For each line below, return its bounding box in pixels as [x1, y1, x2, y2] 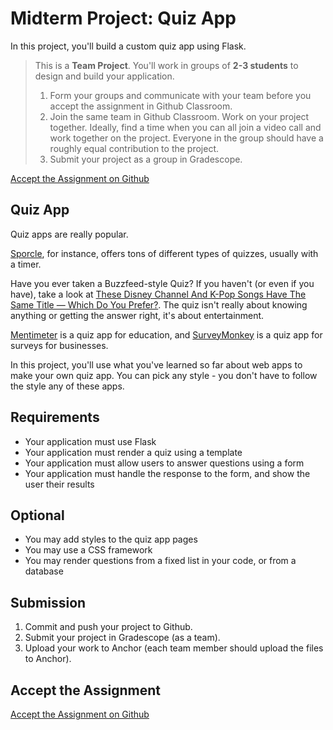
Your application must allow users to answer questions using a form [24, 457, 305, 469]
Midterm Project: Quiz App [10, 7, 237, 30]
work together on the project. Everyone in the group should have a [49, 132, 324, 144]
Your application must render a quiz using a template [24, 446, 243, 458]
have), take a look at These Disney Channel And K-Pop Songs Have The [10, 288, 307, 300]
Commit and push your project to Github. [24, 621, 193, 633]
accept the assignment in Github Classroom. [49, 100, 233, 112]
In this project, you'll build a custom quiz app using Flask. [10, 40, 247, 52]
